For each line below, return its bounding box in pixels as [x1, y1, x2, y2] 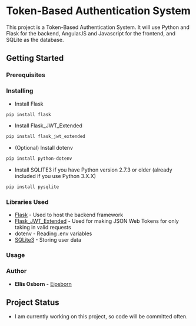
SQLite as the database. [6, 36, 64, 43]
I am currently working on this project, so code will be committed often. [14, 313, 188, 320]
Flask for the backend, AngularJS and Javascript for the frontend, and [6, 29, 175, 37]
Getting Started [6, 53, 64, 63]
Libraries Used [6, 197, 49, 206]
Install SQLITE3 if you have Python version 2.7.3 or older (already [14, 166, 172, 173]
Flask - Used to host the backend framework [14, 211, 124, 219]
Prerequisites [6, 71, 45, 79]
